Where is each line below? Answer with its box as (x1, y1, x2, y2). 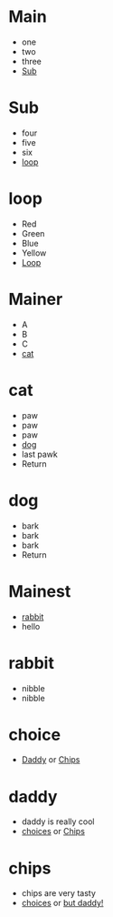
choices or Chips (21, 826, 85, 837)
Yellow (21, 247, 47, 258)
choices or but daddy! (21, 898, 104, 909)
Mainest (8, 580, 71, 601)
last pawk (21, 448, 58, 459)
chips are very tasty (21, 888, 97, 899)
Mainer (8, 289, 63, 309)
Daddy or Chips (21, 754, 80, 765)
